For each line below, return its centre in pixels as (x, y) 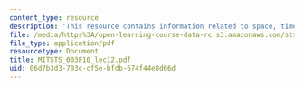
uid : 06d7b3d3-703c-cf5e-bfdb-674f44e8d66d (93, 69)
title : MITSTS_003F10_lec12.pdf (70, 60)
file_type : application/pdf (62, 43)
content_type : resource (54, 18)
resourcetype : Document (54, 52)
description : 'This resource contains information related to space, (143, 26)
